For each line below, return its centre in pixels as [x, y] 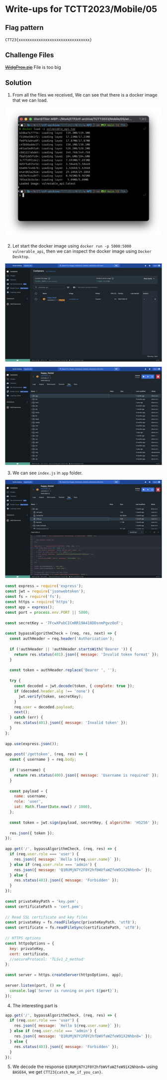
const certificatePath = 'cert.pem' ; [44, 907]
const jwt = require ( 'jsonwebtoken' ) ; [45, 591]
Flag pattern [24, 28]
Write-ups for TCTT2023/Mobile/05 [81, 9]
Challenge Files [30, 55]
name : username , [31, 796]
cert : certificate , [30, 954]
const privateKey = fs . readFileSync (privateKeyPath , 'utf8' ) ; [71, 923]
